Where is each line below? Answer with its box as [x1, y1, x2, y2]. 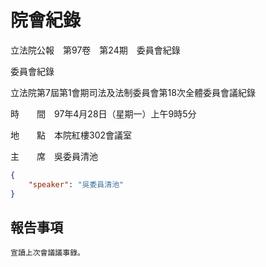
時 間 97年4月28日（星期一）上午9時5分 [10, 107, 197, 120]
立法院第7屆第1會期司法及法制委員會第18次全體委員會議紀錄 [10, 86, 256, 98]
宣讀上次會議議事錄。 [10, 248, 85, 258]
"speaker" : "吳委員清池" [28, 179, 125, 190]
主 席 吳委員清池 [10, 150, 98, 162]
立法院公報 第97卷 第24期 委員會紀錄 [10, 44, 181, 56]
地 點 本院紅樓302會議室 [10, 129, 133, 141]
